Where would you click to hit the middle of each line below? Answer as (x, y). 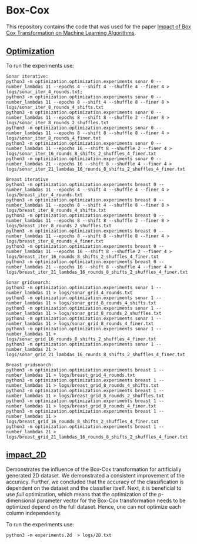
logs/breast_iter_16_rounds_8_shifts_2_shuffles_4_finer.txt (83, 257)
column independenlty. (34, 513)
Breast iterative (27, 179)
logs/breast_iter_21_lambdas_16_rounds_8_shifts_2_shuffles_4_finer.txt (97, 272)
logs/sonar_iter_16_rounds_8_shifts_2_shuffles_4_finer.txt (81, 154)
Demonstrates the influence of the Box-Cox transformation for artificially (94, 469)
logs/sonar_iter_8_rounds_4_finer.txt (54, 138)
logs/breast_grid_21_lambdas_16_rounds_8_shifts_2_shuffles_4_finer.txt (97, 437)
